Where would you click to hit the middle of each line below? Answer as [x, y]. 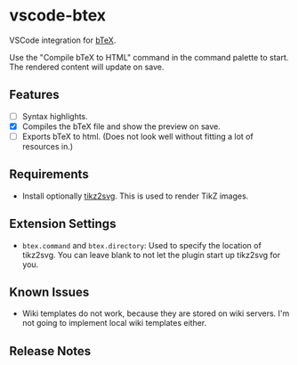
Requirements [49, 174]
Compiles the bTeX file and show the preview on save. [121, 126]
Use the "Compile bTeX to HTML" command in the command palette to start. [149, 57]
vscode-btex [58, 16]
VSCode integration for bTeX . [63, 40]
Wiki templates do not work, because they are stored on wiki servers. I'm [156, 313]
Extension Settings [63, 224]
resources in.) [48, 146]
